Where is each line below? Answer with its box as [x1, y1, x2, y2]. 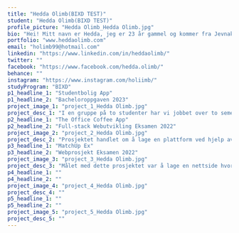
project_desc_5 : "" [7, 215, 65, 222]
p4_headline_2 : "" [7, 175, 62, 183]
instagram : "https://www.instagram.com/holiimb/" [7, 76, 158, 84]
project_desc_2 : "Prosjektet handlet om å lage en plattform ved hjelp [7, 136, 224, 143]
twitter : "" [7, 57, 43, 64]
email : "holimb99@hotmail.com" [7, 43, 100, 50]
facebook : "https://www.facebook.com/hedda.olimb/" [7, 63, 164, 70]
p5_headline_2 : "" [7, 202, 62, 210]
